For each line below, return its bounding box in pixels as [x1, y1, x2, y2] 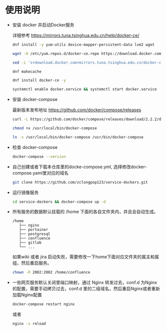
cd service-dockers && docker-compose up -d [12, 199, 106, 204]
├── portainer [19, 227, 49, 233]
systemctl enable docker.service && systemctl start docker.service [12, 87, 157, 92]
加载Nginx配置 [12, 292, 42, 298]
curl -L [12, 117, 28, 122]
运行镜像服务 [12, 189, 39, 195]
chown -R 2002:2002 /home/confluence [12, 270, 91, 275]
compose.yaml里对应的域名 [12, 170, 69, 176]
